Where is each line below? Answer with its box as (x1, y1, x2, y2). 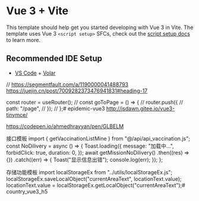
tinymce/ (6, 111, 28, 118)
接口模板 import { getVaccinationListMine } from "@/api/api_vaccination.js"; (6, 135, 190, 142)
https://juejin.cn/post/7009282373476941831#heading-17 (6, 87, 148, 94)
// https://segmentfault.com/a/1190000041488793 (6, 81, 129, 88)
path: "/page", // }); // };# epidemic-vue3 (6, 105, 105, 112)
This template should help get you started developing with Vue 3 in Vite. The (6, 24, 194, 31)
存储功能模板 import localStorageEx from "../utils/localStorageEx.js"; (6, 168, 173, 176)
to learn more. (6, 36, 40, 43)
